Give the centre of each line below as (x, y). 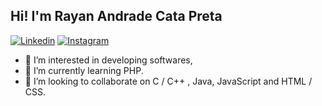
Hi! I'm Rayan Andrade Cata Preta (116, 16)
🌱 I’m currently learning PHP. (84, 70)
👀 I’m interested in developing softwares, (108, 60)
